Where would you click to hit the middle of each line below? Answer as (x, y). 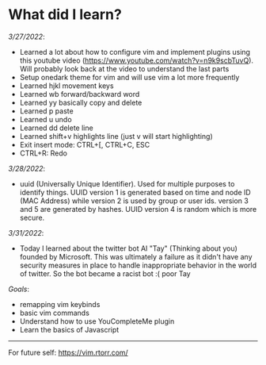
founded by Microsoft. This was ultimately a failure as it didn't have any (136, 256)
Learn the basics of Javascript (69, 329)
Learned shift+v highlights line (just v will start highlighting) (116, 136)
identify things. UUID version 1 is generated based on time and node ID (135, 192)
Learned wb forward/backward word (80, 94)
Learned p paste (46, 111)
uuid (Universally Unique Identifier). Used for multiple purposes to (127, 183)
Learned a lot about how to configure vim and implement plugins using (135, 52)
